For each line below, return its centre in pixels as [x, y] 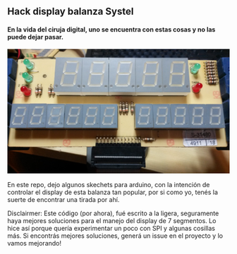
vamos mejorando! [35, 243]
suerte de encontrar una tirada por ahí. [63, 200]
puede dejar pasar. [36, 37]
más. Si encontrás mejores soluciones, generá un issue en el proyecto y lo [115, 236]
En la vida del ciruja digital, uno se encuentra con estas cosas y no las [111, 29]
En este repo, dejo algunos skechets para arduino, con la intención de [109, 185]
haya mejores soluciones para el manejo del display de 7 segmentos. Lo [112, 221]
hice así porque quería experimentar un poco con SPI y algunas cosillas [111, 229]
